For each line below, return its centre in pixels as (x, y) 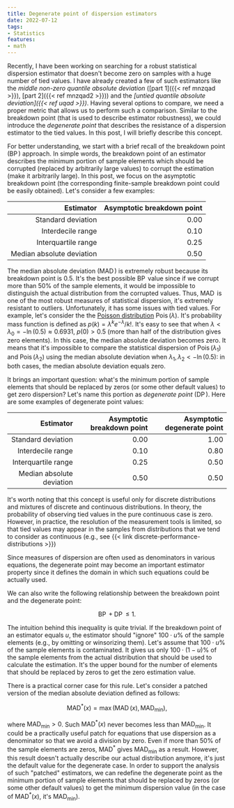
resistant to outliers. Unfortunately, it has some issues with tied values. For (114, 308)
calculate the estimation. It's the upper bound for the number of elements (112, 665)
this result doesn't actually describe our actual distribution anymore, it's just (116, 758)
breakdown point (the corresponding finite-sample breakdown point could (114, 183)
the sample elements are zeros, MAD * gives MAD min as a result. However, (113, 749)
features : (22, 40)
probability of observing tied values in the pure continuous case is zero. (110, 514)
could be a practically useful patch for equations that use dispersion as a (112, 733)
